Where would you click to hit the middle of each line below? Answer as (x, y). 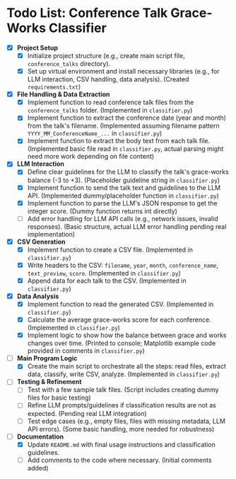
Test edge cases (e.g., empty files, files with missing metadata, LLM (126, 421)
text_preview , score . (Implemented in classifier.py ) (104, 273)
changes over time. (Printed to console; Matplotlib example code (122, 343)
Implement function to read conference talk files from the (111, 102)
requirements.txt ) (54, 87)
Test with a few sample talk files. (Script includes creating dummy (123, 390)
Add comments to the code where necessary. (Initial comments (120, 460)
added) (38, 468)
